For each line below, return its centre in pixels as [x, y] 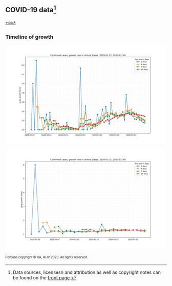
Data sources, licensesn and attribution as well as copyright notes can [87, 272]
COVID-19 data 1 [31, 9]
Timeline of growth [29, 37]
